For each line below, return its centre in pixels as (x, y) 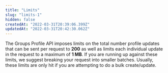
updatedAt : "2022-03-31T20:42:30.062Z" (48, 29)
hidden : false (20, 19)
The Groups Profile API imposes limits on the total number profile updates (82, 43)
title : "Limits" (22, 10)
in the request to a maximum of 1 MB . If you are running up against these (81, 55)
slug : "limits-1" (24, 15)
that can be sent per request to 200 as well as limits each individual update (84, 49)
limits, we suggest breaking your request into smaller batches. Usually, (79, 60)
